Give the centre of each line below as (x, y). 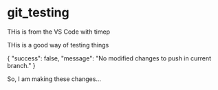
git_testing (39, 13)
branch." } (21, 65)
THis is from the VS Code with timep (59, 32)
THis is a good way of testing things (58, 45)
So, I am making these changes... (54, 79)
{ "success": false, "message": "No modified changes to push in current (109, 58)
